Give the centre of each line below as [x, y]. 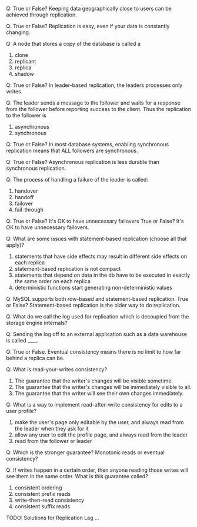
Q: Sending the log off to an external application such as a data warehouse [96, 334]
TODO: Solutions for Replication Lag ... [53, 518]
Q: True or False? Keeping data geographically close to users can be [89, 9]
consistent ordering [38, 488]
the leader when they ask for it [52, 429]
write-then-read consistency [49, 500]
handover [26, 191]
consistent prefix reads [43, 494]
